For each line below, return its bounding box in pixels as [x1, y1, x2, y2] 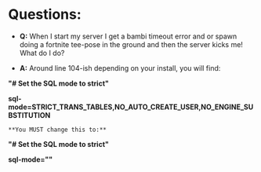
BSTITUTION [8, 110, 51, 119]
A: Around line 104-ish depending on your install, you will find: [19, 63, 221, 72]
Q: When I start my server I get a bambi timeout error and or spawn [19, 31, 237, 41]
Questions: [8, 5, 82, 24]
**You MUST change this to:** [8, 126, 107, 134]
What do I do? [19, 48, 65, 57]
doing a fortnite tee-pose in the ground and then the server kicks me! [19, 39, 243, 49]
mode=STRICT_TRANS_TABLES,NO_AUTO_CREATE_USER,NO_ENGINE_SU [8, 102, 254, 112]
